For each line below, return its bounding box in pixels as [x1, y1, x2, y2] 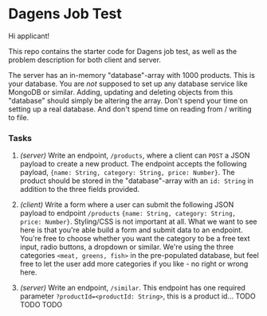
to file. [8, 112, 29, 122]
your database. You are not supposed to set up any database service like [8, 79, 249, 88]
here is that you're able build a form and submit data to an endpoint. [19, 225, 243, 235]
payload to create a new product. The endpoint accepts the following [19, 159, 247, 169]
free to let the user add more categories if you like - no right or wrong [19, 259, 249, 269]
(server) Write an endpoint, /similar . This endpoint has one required [19, 283, 245, 293]
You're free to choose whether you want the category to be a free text [19, 234, 250, 244]
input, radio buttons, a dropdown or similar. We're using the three [19, 242, 234, 252]
